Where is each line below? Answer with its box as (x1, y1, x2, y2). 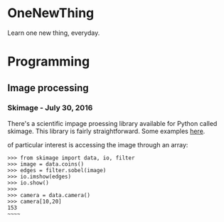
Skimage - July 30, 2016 (7, 103, 93, 113)
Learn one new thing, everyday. (7, 28, 100, 37)
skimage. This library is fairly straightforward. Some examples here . (7, 127, 206, 135)
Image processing (7, 82, 89, 94)
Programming (7, 53, 90, 70)
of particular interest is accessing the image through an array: (7, 140, 188, 149)
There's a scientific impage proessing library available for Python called (7, 119, 218, 127)
